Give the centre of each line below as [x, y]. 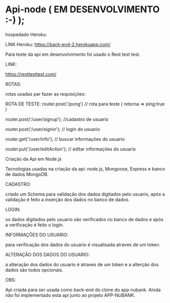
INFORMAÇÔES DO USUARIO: [37, 234]
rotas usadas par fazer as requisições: [45, 94]
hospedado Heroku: [26, 34]
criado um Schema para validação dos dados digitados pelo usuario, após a [85, 194]
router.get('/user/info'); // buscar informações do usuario [65, 139]
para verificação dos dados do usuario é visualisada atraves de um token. [83, 245]
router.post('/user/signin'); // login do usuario [53, 129]
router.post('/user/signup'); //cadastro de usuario [57, 119]
